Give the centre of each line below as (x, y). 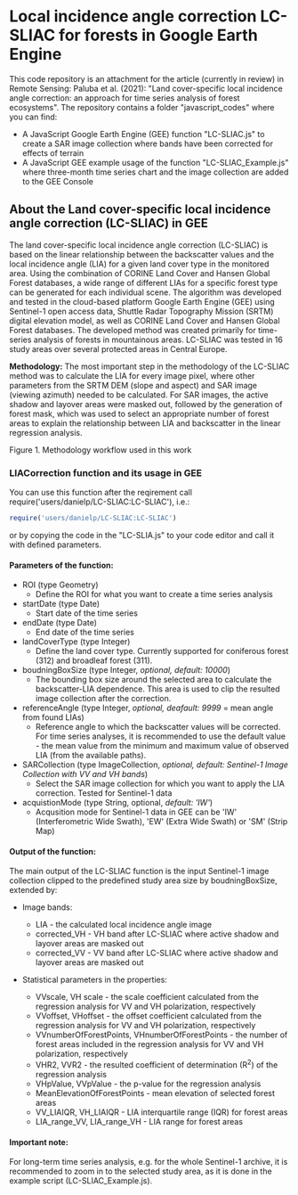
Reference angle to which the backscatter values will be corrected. (158, 727)
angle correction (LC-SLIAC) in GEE (109, 223)
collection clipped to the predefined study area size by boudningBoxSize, (143, 880)
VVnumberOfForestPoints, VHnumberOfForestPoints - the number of (161, 1035)
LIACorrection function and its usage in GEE (106, 472)
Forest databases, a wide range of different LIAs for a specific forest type (144, 282)
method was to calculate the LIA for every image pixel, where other (132, 375)
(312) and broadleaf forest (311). (94, 660)
